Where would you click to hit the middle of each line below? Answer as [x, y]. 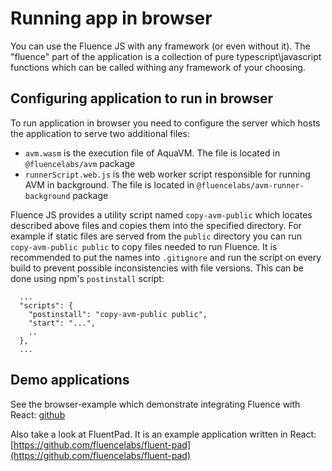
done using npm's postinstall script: [87, 278]
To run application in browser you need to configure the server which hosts [165, 123]
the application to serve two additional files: [100, 133]
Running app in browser [111, 18]
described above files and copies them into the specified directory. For [156, 225]
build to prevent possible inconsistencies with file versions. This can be [157, 268]
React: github [38, 414]
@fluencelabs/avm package [80, 163]
